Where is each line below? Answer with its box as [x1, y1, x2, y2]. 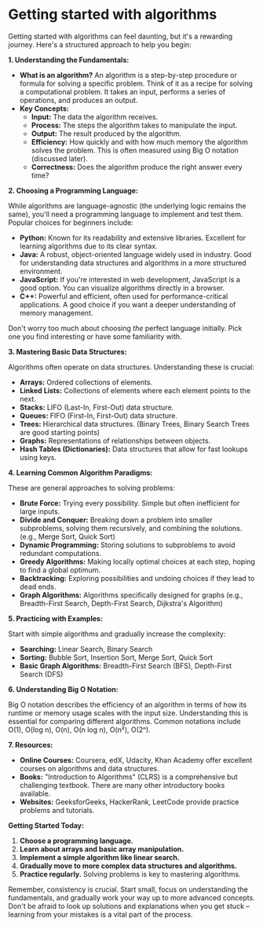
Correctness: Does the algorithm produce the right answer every [31, 162, 243, 171]
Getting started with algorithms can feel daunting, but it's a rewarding [8, 31, 233, 41]
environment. [19, 266, 63, 276]
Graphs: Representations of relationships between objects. [19, 436, 211, 445]
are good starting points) [19, 427, 100, 437]
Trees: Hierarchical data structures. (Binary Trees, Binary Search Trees [19, 419, 250, 429]
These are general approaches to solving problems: [8, 483, 175, 492]
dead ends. [19, 582, 57, 591]
